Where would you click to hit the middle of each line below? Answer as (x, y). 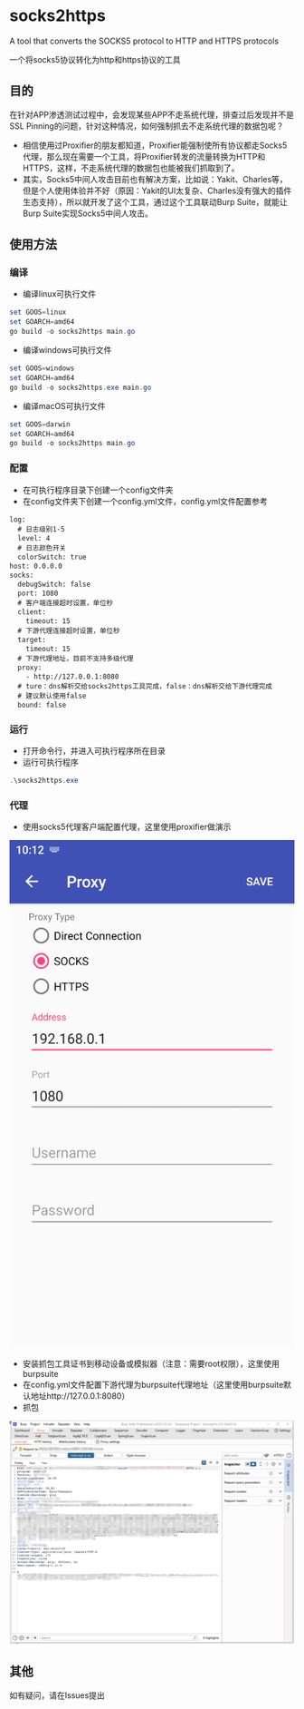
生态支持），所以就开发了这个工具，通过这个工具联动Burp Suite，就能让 (155, 201)
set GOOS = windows (42, 368)
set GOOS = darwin (40, 424)
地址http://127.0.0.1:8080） (80, 1396)
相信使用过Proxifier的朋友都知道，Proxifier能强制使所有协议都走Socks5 (155, 145)
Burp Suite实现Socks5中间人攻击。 (88, 213)
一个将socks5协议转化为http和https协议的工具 (95, 59)
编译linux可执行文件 (59, 294)
